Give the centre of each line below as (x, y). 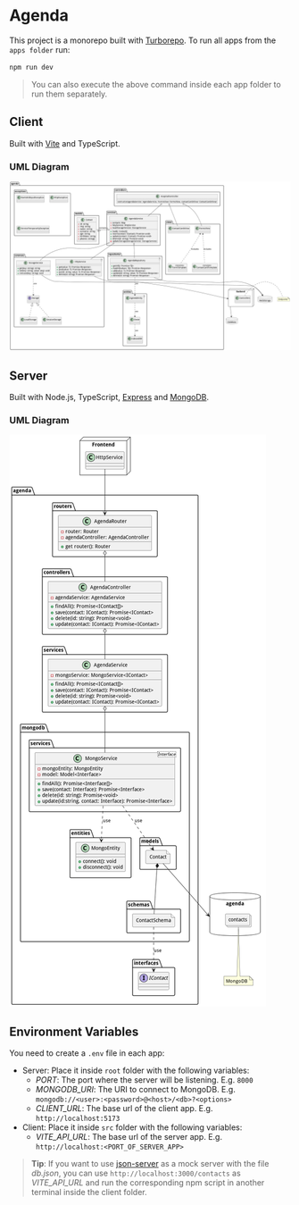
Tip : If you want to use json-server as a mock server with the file (150, 1164)
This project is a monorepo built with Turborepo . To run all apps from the (143, 40)
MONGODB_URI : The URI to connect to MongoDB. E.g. (136, 1090)
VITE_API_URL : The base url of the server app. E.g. (129, 1137)
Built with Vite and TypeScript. (65, 143)
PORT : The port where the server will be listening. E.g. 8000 (144, 1080)
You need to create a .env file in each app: (87, 1053)
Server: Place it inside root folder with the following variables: (136, 1071)
